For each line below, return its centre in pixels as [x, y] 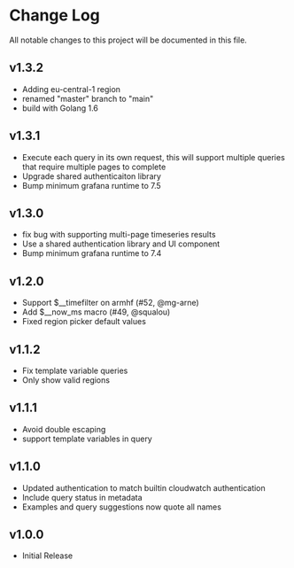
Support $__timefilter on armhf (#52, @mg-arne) [110, 303]
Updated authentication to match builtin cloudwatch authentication [143, 487]
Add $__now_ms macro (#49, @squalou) [96, 312]
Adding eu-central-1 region [71, 89]
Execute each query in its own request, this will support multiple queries [153, 157]
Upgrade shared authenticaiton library [92, 176]
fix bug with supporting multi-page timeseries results [119, 235]
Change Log [54, 16]
